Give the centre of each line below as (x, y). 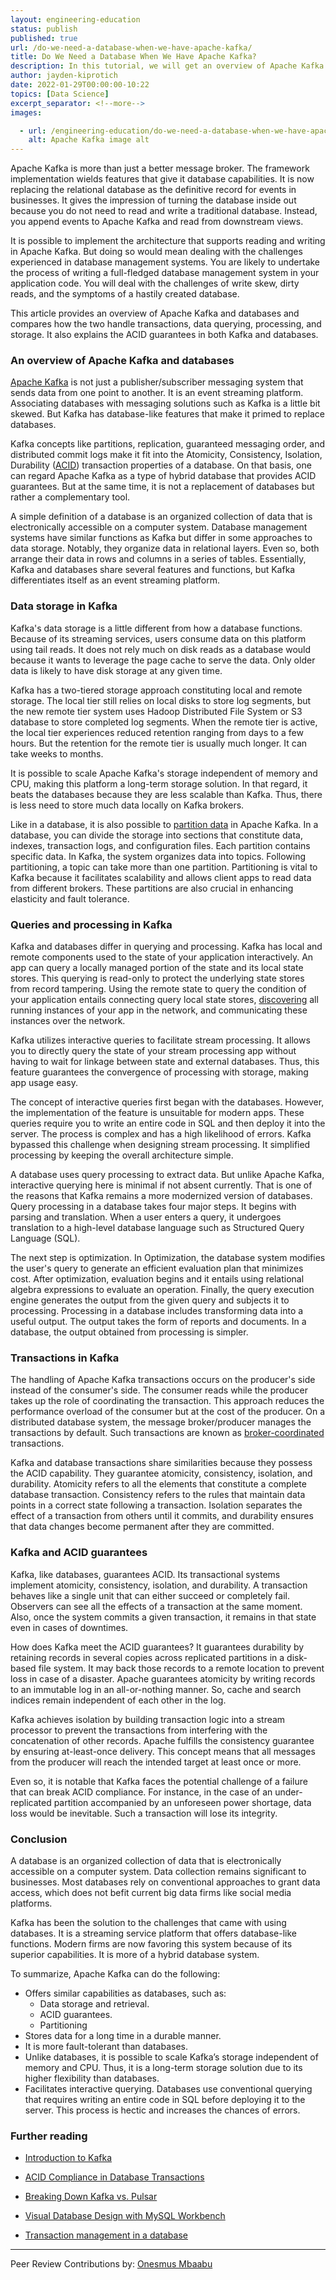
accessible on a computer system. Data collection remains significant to (158, 1871)
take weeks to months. (57, 753)
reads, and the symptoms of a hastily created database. (125, 294)
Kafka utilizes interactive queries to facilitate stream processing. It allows (160, 1040)
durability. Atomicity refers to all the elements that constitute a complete (158, 1484)
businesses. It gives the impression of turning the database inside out (153, 200)
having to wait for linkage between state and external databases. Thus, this (165, 1062)
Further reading (49, 2136)
